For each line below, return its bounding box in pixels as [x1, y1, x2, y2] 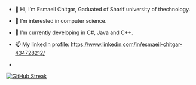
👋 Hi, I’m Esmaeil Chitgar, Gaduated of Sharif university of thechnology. [14, 6, 191, 13]
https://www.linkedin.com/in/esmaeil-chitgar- [71, 41, 183, 48]
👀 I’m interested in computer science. [14, 17, 107, 24]
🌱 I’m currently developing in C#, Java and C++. [14, 29, 133, 36]
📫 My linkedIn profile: [14, 41, 70, 48]
